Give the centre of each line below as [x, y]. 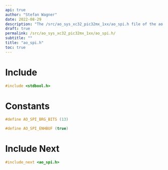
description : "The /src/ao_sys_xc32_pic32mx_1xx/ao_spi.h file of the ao [84, 24]
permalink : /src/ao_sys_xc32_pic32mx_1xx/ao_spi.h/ [60, 33]
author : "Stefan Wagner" [31, 15]
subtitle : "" [19, 38]
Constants [27, 106]
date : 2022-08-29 [23, 19]
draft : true [18, 29]
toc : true [16, 47]
